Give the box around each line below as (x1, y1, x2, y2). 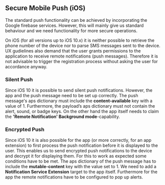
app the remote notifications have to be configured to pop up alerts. (5, 174, 143, 180)
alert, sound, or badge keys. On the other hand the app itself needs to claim (5, 109, 159, 115)
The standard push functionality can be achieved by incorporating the (5, 17, 147, 23)
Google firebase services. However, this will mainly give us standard (5, 22, 144, 28)
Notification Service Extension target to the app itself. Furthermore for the (5, 169, 158, 175)
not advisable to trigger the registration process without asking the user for (5, 58, 158, 64)
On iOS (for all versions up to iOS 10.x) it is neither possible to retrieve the (5, 37, 155, 43)
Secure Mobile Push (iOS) (5, 4, 85, 12)
